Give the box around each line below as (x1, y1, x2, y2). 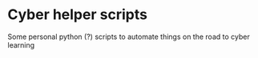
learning (7, 40, 35, 49)
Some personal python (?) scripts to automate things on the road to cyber (7, 32, 250, 41)
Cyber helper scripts (7, 6, 147, 24)
